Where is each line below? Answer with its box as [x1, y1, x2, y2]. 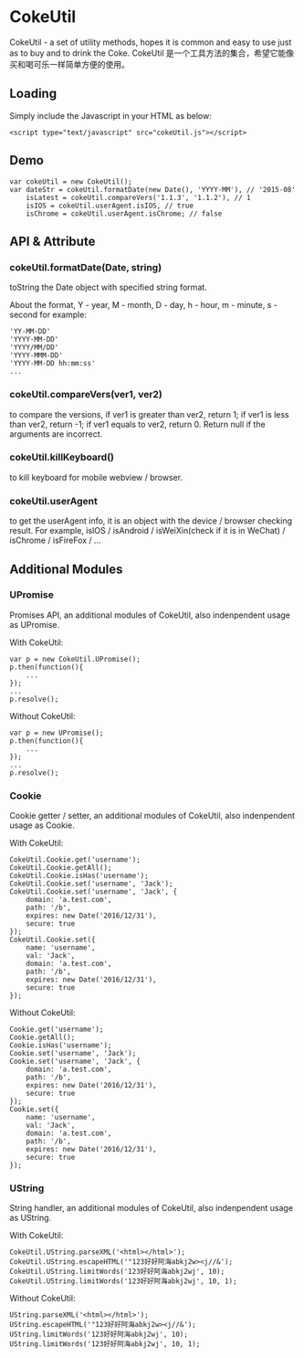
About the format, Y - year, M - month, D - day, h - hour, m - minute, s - [9, 300, 278, 311]
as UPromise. [9, 619, 60, 630]
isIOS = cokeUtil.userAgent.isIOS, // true [26, 201, 194, 210]
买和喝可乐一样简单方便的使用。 [9, 58, 130, 69]
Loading [9, 86, 58, 101]
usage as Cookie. [9, 820, 75, 831]
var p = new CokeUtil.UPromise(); [9, 654, 142, 663]
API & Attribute [9, 233, 96, 249]
